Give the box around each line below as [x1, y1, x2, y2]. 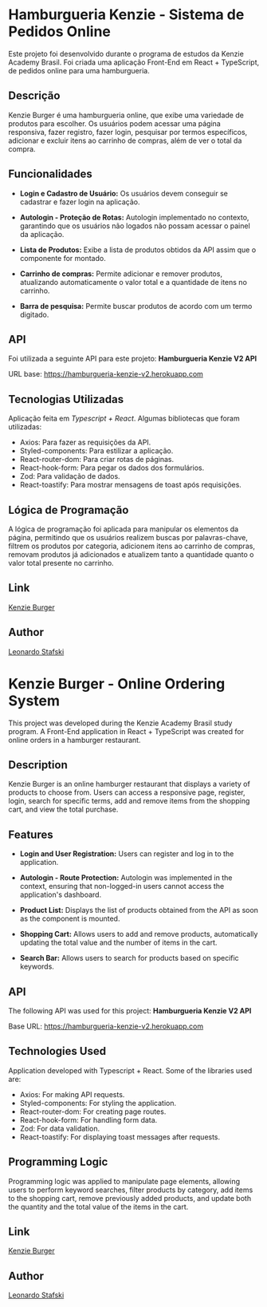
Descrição [8, 89, 61, 103]
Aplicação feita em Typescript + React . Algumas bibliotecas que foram [8, 413, 241, 424]
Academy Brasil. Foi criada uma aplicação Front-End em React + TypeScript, [8, 57, 260, 67]
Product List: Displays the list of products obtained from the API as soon [19, 906, 259, 915]
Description [8, 758, 68, 772]
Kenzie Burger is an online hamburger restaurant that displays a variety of [8, 780, 251, 789]
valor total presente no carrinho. [8, 559, 114, 567]
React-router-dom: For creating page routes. [19, 1107, 167, 1116]
